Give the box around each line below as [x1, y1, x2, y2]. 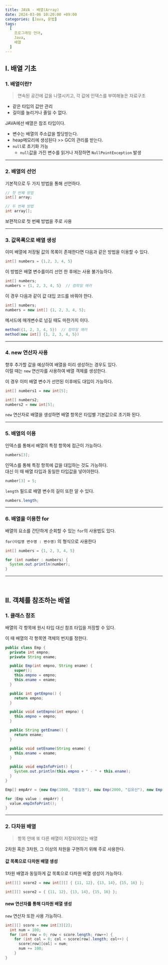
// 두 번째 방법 [5, 204, 34, 209]
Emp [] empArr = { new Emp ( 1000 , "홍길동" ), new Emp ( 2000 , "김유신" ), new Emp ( [5, 787, 165, 792]
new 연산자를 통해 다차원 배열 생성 [5, 901, 72, 907]
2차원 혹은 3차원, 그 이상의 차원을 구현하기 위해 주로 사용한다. [5, 846, 125, 852]
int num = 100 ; [9, 928, 41, 933]
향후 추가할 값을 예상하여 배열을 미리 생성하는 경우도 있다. [5, 361, 117, 367]
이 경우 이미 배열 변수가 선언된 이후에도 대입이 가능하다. [5, 378, 113, 384]
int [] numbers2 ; [5, 397, 39, 402]
